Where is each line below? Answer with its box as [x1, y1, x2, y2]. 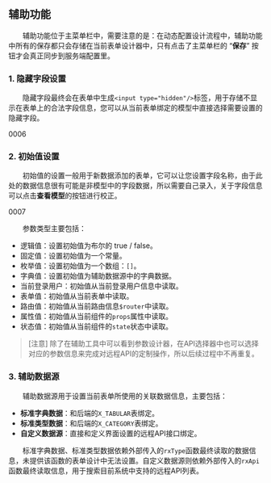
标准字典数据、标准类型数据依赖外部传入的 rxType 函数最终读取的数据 [22, 445, 249, 455]
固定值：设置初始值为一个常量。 [19, 251, 127, 261]
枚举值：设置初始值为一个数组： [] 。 [19, 261, 141, 271]
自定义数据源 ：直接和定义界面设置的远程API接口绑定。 [19, 428, 202, 438]
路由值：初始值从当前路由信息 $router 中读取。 [19, 301, 173, 311]
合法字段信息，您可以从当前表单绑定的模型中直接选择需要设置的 [50, 103, 263, 113]
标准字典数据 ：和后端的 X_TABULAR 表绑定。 [19, 408, 160, 418]
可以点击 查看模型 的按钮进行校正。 [8, 191, 122, 200]
